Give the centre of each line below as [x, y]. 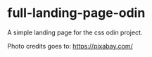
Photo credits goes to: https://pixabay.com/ [70, 46]
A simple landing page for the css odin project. [75, 32]
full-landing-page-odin [76, 13]
